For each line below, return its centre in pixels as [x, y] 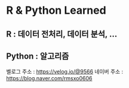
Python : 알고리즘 [38, 56]
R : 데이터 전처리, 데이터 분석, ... [62, 34]
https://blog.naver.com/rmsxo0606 [49, 78]
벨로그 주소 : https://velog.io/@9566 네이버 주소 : [65, 72]
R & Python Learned [56, 10]
